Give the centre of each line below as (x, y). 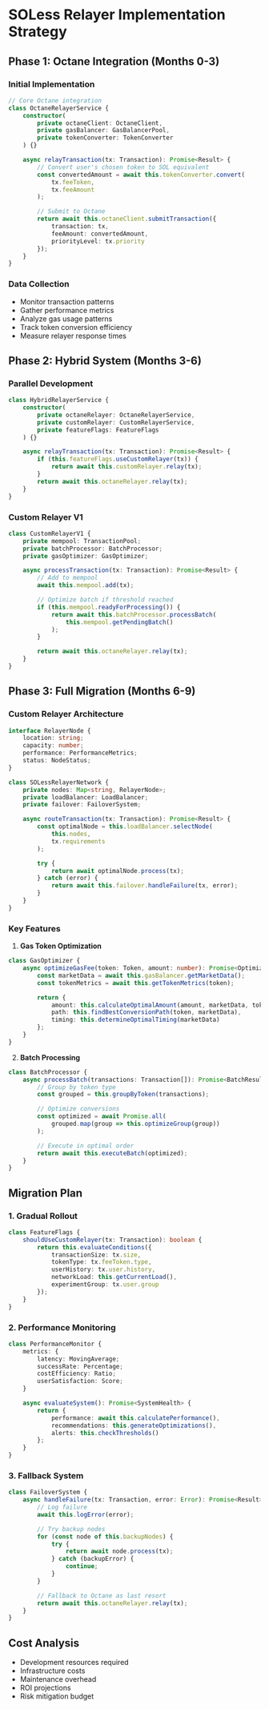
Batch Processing (50, 1057)
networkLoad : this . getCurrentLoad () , (114, 1277)
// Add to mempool (68, 578)
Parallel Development (51, 384)
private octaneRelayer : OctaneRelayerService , (116, 415)
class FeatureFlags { (44, 1232)
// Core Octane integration (55, 101)
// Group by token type (76, 1087)
